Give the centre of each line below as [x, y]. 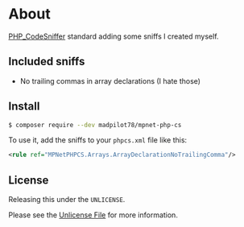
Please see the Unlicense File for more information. [93, 215]
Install [24, 107]
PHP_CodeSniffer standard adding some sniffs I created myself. [114, 36]
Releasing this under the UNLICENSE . [67, 200]
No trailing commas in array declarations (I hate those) [110, 80]
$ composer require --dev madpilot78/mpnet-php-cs [95, 125]
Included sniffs [47, 62]
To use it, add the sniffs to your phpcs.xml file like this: [98, 140]
